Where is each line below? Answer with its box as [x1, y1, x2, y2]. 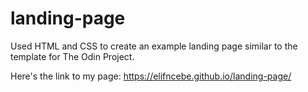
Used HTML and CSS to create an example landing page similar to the [10, 40, 298, 52]
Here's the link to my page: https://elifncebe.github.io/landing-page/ [10, 70, 292, 82]
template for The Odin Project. [10, 50, 135, 62]
